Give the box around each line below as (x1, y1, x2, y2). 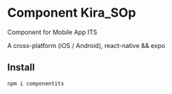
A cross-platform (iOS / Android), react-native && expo (7, 41, 166, 49)
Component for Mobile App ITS (7, 28, 98, 36)
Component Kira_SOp (7, 5, 136, 21)
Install (7, 61, 35, 74)
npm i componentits (7, 80, 65, 87)
